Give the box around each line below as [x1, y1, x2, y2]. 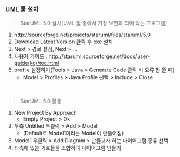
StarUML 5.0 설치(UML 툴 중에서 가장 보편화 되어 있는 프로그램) [19, 19, 168, 27]
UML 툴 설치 [5, 5, 39, 13]
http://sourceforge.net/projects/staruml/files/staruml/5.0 [14, 31, 151, 39]
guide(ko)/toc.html [14, 60, 59, 67]
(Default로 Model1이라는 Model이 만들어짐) [22, 130, 124, 137]
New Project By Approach [14, 110, 77, 117]
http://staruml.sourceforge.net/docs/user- [48, 53, 151, 60]
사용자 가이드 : [14, 53, 48, 60]
